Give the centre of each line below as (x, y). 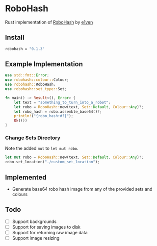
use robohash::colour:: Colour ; (37, 80)
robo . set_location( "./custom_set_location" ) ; (52, 162)
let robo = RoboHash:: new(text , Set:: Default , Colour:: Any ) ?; (79, 107)
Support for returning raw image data (50, 232)
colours (20, 194)
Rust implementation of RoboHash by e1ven (49, 22)
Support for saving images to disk (46, 227)
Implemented (26, 177)
